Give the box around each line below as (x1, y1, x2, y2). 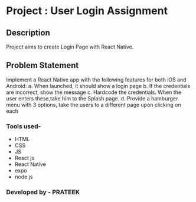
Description (6, 28, 50, 38)
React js (14, 155, 35, 162)
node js (14, 173, 33, 181)
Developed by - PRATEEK (6, 188, 80, 196)
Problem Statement (6, 60, 79, 70)
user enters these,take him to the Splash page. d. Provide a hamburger (6, 95, 178, 102)
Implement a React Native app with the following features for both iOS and (6, 76, 187, 83)
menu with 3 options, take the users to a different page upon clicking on (6, 101, 181, 108)
